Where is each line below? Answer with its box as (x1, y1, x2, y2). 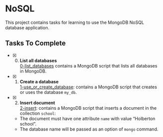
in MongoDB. (19, 68, 47, 74)
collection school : (19, 110, 56, 116)
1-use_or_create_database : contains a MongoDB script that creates (19, 84, 158, 90)
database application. (5, 24, 50, 30)
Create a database (19, 78, 59, 84)
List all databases (19, 58, 57, 64)
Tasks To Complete (5, 39, 66, 48)
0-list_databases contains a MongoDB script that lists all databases (19, 63, 158, 68)
